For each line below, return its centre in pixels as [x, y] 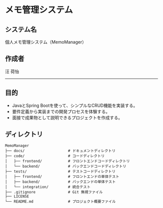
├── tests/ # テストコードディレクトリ [60, 172]
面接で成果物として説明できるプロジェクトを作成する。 [67, 118]
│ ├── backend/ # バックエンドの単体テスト [60, 182]
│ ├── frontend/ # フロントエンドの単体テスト [62, 177]
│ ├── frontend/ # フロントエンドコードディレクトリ [67, 161]
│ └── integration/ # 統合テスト [48, 187]
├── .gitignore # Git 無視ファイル [54, 192]
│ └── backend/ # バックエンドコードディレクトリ [66, 166]
